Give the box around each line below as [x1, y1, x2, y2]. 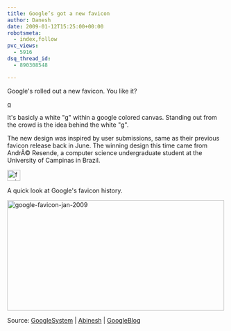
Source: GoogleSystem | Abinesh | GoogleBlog [7, 316, 141, 324]
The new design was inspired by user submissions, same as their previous [7, 134, 220, 142]
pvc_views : [7, 42, 39, 49]
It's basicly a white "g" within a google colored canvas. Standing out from [7, 113, 217, 121]
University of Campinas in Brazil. [7, 156, 101, 164]
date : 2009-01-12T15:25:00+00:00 [7, 23, 104, 30]
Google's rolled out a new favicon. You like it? [7, 87, 137, 95]
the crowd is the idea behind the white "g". [7, 120, 129, 129]
